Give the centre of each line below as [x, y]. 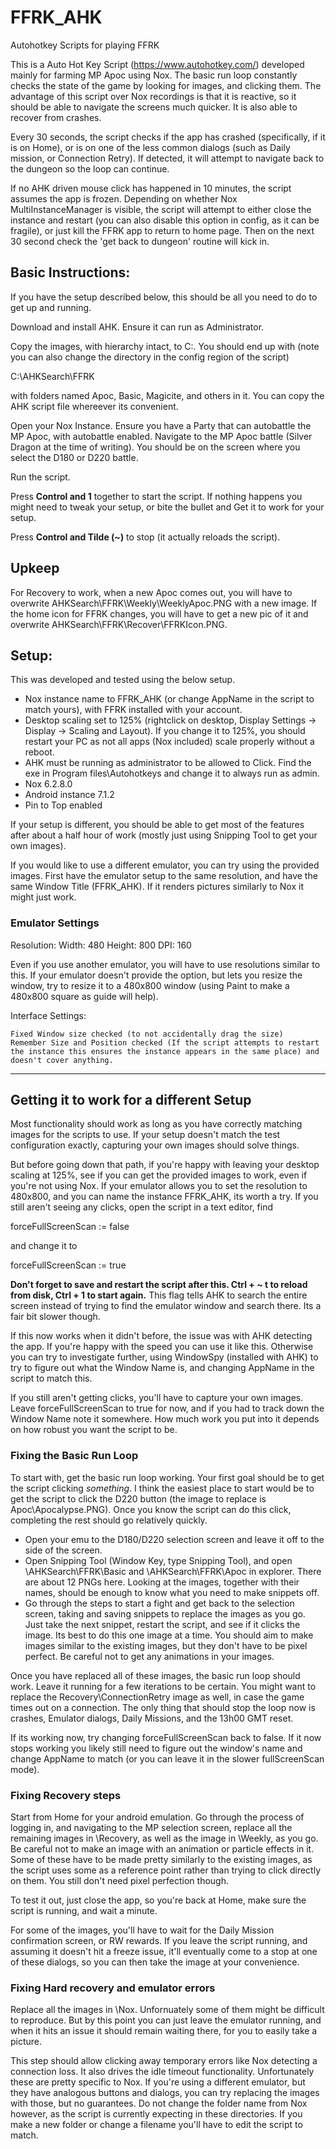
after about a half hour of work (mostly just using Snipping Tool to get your [164, 835]
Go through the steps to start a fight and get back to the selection [159, 1603]
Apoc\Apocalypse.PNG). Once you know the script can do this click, [151, 1509]
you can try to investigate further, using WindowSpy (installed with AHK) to [164, 1357]
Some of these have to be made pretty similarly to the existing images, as [161, 1860]
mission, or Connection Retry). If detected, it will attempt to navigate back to [167, 158]
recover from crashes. [56, 117]
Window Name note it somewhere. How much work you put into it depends [165, 1419]
